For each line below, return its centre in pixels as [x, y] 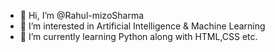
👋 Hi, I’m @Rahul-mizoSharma [82, 15]
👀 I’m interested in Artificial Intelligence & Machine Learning [142, 26]
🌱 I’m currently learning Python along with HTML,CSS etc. [138, 36]
